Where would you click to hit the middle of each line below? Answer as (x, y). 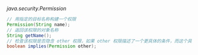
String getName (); (29, 35)
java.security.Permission (37, 8)
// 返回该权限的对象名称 (33, 30)
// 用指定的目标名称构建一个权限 (41, 19)
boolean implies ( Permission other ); (52, 46)
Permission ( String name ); (38, 25)
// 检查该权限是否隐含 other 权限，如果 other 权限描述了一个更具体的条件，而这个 (97, 41)
